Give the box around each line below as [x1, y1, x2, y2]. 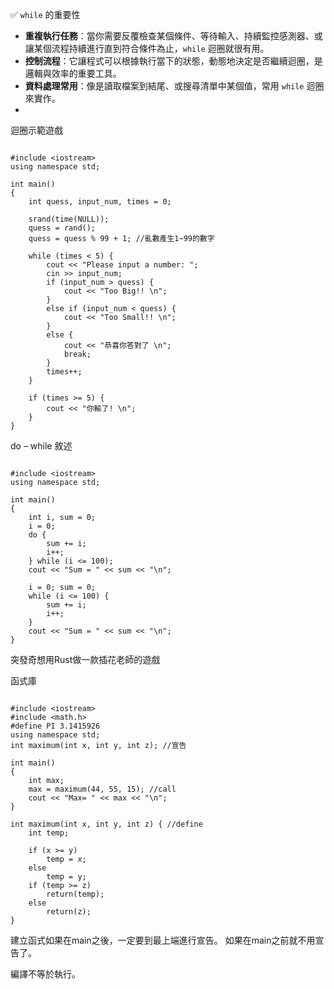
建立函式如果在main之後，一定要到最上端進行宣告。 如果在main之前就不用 [10, 934, 316, 946]
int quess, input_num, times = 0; [28, 197, 172, 207]
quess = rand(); [28, 223, 97, 233]
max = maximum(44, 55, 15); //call [28, 784, 177, 794]
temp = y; [46, 872, 87, 882]
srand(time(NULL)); [28, 214, 110, 224]
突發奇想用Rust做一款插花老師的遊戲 [10, 654, 161, 665]
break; [63, 349, 92, 359]
